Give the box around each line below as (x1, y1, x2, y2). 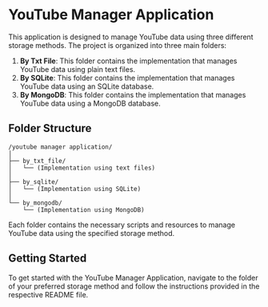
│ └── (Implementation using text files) (8, 164, 156, 172)
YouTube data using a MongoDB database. (19, 98, 162, 108)
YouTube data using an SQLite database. (19, 82, 154, 91)
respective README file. (8, 289, 89, 299)
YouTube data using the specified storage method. (8, 228, 175, 237)
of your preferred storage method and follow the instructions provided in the (8, 281, 260, 291)
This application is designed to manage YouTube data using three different (8, 32, 254, 42)
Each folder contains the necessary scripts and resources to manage (8, 220, 236, 229)
